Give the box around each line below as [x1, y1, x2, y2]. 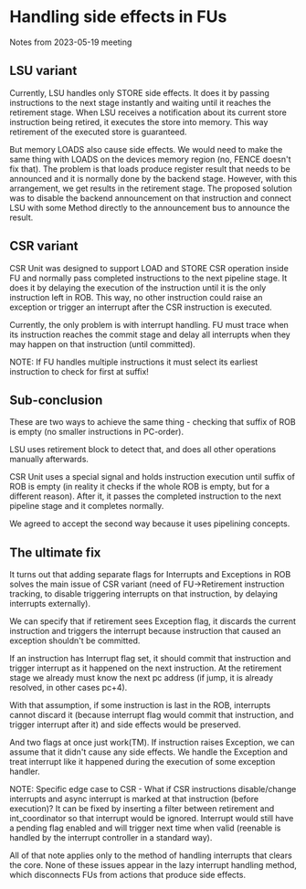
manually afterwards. [9, 454, 90, 465]
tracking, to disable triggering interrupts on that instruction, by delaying [9, 588, 279, 599]
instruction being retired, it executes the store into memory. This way [9, 116, 269, 127]
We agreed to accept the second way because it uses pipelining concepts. [9, 518, 290, 529]
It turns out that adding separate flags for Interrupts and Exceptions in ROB [9, 569, 291, 580]
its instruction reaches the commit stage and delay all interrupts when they [9, 329, 290, 340]
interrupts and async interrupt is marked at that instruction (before [9, 793, 259, 805]
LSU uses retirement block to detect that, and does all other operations [9, 444, 277, 455]
